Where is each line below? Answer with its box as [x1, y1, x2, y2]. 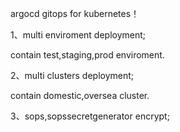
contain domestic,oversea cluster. [10, 90, 150, 101]
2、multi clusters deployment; [10, 70, 135, 81]
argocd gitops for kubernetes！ [10, 8, 140, 19]
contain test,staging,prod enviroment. [10, 49, 165, 61]
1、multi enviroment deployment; [10, 29, 147, 41]
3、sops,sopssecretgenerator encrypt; [10, 110, 170, 122]
